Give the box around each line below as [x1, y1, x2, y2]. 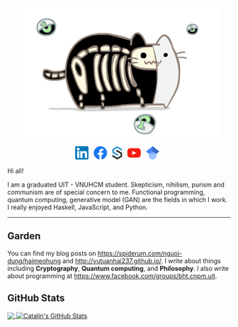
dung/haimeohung [7, 256, 62, 265]
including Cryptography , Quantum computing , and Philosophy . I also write [7, 264, 229, 272]
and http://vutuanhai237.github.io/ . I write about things [62, 256, 221, 265]
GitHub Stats [7, 292, 65, 304]
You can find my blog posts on [7, 249, 97, 257]
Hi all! [7, 167, 24, 175]
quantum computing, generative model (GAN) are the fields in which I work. [7, 196, 228, 204]
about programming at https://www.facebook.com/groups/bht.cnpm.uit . [7, 272, 217, 280]
